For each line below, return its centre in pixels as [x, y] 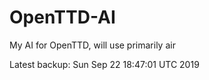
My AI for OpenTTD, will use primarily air [92, 45]
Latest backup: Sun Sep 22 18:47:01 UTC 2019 [104, 64]
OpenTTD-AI [62, 17]
